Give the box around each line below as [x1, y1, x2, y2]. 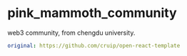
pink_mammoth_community [7, 5, 177, 21]
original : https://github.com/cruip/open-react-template [7, 42, 181, 49]
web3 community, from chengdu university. [7, 28, 136, 37]
